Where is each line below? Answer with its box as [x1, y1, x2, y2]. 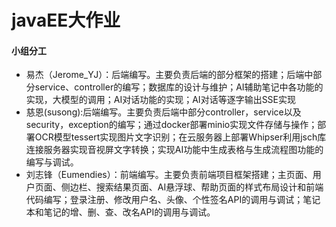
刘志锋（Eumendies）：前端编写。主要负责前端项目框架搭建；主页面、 [25, 169, 313, 181]
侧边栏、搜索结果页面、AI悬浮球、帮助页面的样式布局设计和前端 [60, 181, 324, 193]
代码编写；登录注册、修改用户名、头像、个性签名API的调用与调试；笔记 [25, 194, 321, 206]
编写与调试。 [25, 156, 79, 168]
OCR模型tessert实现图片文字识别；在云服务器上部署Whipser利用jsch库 [34, 131, 327, 143]
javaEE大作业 [11, 9, 121, 32]
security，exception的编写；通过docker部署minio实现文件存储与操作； [25, 119, 318, 131]
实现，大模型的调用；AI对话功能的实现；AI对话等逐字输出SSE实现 [25, 94, 297, 106]
